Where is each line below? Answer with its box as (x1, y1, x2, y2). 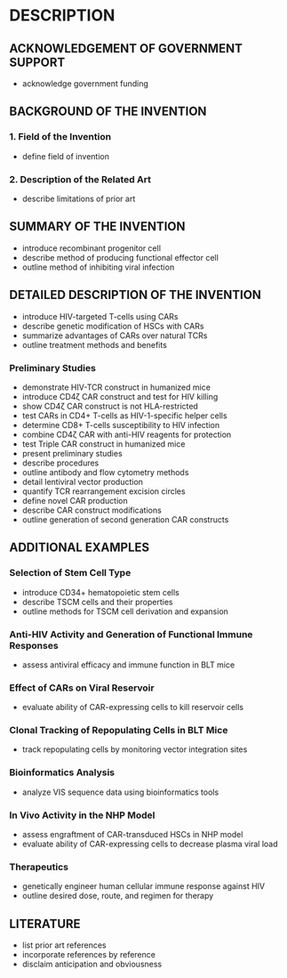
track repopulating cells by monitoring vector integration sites (21, 744, 248, 755)
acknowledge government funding (21, 78, 149, 89)
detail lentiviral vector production (21, 476, 144, 487)
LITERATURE (9, 916, 82, 931)
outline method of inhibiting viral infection (21, 262, 175, 272)
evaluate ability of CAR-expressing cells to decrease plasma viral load (21, 838, 278, 850)
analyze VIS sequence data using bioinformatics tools (21, 787, 219, 797)
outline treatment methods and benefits (21, 339, 167, 350)
